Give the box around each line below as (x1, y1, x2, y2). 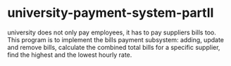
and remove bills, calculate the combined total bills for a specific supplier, (7, 43, 220, 51)
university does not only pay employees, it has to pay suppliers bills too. (7, 28, 216, 37)
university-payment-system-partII (7, 5, 214, 21)
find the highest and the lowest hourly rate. (7, 51, 132, 59)
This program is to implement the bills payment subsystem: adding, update (7, 35, 224, 44)
